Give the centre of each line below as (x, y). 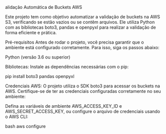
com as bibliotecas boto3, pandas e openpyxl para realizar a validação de (81, 27)
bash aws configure (26, 126)
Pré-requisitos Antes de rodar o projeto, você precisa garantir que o (75, 42)
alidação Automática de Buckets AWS (44, 7)
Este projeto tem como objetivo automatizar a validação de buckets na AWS (83, 17)
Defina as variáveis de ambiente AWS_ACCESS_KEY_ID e (64, 106)
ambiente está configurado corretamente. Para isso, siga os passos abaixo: (83, 47)
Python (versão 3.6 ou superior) (38, 57)
